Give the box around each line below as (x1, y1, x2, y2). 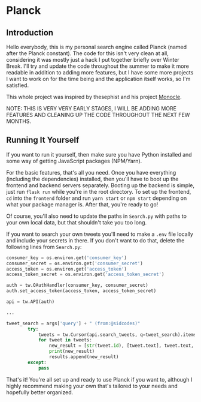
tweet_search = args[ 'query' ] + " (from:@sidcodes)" (6, 320, 141, 326)
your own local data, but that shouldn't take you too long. (6, 218, 147, 226)
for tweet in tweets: (38, 337, 93, 343)
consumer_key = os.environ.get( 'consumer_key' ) (6, 254, 127, 261)
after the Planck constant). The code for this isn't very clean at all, (6, 50, 169, 57)
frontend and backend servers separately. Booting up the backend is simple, (6, 181, 194, 189)
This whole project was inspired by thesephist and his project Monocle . (6, 94, 182, 100)
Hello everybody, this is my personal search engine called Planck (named (6, 43, 187, 50)
